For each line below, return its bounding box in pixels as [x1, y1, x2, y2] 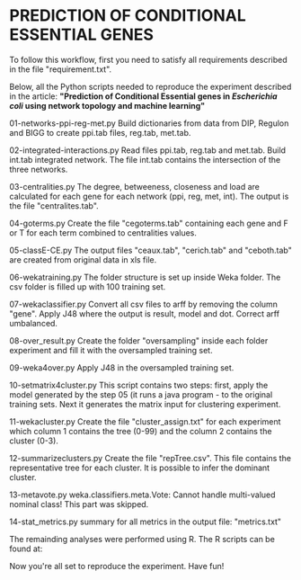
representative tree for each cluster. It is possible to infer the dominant [9, 462, 270, 473]
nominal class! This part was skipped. [9, 498, 149, 509]
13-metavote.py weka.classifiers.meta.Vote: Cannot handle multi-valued [9, 489, 276, 500]
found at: [9, 543, 43, 554]
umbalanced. [9, 317, 58, 328]
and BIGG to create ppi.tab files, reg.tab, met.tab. [9, 127, 191, 138]
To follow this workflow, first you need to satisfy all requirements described [9, 54, 288, 65]
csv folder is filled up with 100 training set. [9, 281, 166, 292]
